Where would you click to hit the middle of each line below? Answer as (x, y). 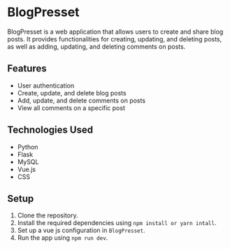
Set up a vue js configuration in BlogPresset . (81, 230)
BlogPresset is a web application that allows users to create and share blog (115, 32)
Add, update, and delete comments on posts (81, 100)
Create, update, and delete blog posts (72, 93)
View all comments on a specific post (71, 108)
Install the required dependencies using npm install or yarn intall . (117, 223)
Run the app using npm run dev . (63, 238)
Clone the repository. (48, 215)
